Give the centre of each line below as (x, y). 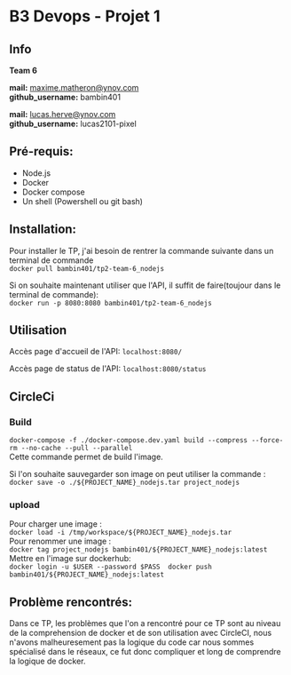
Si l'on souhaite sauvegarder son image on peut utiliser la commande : (138, 474)
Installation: (43, 230)
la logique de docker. (47, 661)
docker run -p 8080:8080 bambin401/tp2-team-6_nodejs (111, 303)
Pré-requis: (41, 151)
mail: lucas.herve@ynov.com (63, 114)
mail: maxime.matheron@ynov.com (74, 87)
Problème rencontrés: (71, 602)
